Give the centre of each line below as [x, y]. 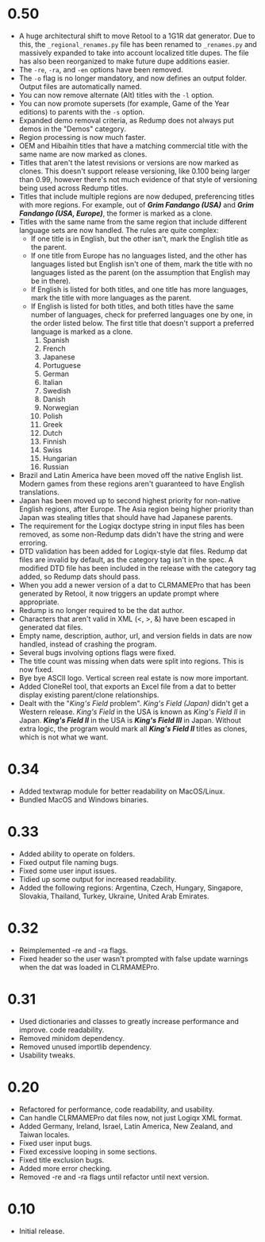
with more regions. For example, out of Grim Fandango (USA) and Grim [136, 204]
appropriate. [39, 602]
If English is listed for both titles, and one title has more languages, [139, 289]
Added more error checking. [65, 1168]
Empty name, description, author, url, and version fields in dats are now [135, 635]
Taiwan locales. [44, 1135]
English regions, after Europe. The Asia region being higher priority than [136, 509]
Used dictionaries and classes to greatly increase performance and [129, 1021]
